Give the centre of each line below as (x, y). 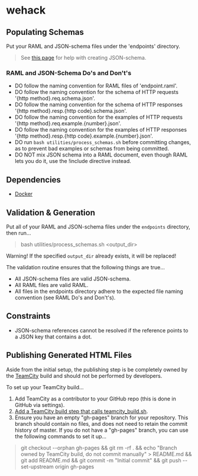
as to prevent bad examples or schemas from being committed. (92, 149)
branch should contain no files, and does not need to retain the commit (101, 423)
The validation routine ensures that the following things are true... (86, 267)
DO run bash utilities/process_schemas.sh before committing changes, (103, 142)
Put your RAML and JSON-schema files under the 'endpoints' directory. (93, 46)
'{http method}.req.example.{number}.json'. (68, 123)
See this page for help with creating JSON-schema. (83, 58)
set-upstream (37, 467)
